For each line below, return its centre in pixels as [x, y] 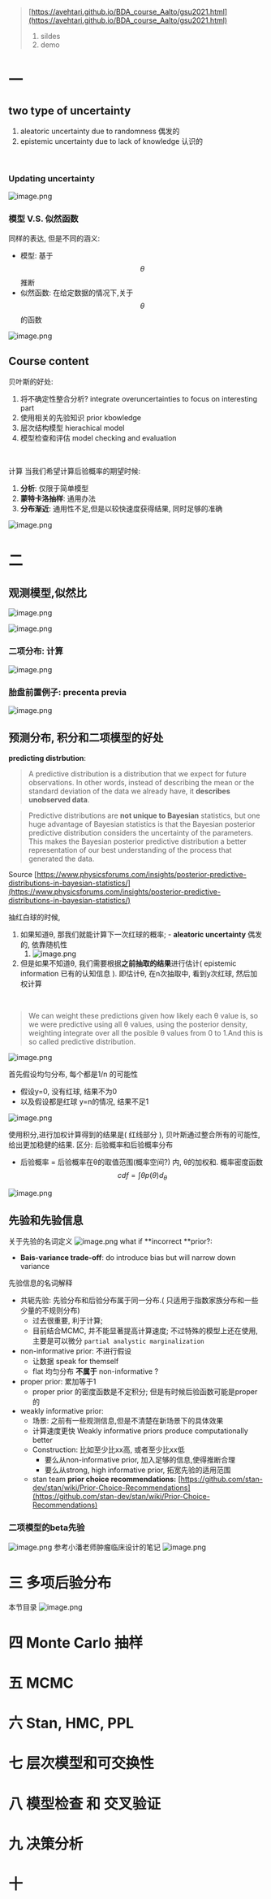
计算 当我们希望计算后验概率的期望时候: [74, 471]
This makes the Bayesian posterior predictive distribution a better [138, 841]
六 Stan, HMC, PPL [71, 1723]
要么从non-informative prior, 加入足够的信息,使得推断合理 [140, 1460]
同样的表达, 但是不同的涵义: [54, 238]
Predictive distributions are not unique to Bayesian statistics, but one [144, 815]
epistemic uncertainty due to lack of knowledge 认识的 [112, 141]
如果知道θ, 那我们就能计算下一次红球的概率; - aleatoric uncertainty [133, 934]
